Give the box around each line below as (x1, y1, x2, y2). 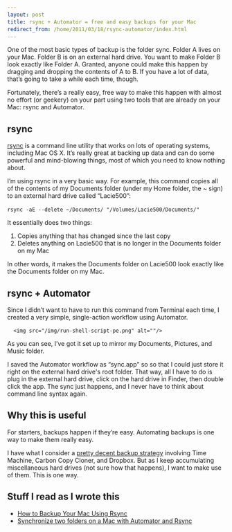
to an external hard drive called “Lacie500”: (7, 192, 132, 200)
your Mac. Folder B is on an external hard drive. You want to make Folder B (7, 53, 221, 62)
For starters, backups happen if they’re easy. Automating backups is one (7, 428, 215, 436)
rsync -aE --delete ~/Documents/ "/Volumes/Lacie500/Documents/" (7, 206, 199, 214)
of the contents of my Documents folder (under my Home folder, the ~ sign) (7, 184, 224, 193)
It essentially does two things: (7, 219, 92, 227)
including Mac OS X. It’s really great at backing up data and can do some (7, 149, 215, 157)
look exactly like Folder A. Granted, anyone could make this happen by (7, 60, 208, 68)
